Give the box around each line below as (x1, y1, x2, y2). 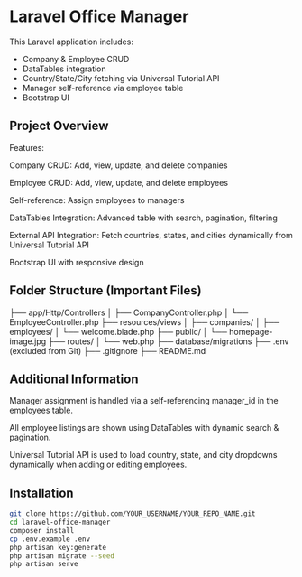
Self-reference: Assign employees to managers (9, 194, 185, 205)
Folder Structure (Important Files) (9, 283, 202, 299)
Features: (9, 142, 45, 153)
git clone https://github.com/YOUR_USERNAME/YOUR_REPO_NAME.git (9, 509, 256, 518)
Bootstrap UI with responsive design (9, 256, 144, 267)
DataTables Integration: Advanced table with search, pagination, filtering (9, 212, 278, 223)
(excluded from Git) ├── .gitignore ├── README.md (9, 345, 206, 356)
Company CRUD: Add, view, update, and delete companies (9, 160, 228, 171)
